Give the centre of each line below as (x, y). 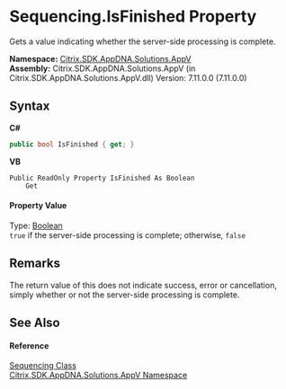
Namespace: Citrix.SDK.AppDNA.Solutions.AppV (100, 58)
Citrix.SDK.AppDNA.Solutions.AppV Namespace (98, 376)
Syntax (30, 106)
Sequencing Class (43, 366)
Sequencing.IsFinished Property (133, 17)
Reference (29, 345)
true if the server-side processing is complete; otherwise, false (127, 234)
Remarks (35, 264)
